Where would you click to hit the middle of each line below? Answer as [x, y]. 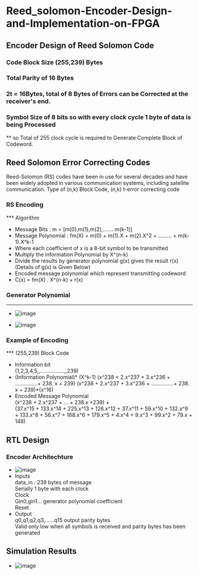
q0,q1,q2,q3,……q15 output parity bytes [62, 520]
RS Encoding [25, 205]
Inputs [23, 476]
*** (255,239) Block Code [38, 353]
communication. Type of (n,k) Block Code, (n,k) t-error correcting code [93, 189]
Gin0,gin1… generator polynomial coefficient [69, 501]
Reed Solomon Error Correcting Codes [78, 163]
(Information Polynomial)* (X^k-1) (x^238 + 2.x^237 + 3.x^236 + [92, 377]
